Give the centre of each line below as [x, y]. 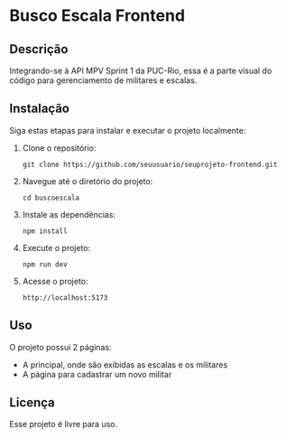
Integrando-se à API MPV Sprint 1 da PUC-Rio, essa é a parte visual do [141, 70]
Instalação [40, 109]
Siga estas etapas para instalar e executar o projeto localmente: [128, 130]
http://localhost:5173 [65, 298]
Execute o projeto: [56, 247]
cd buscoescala [51, 198]
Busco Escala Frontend [97, 16]
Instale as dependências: [69, 214]
